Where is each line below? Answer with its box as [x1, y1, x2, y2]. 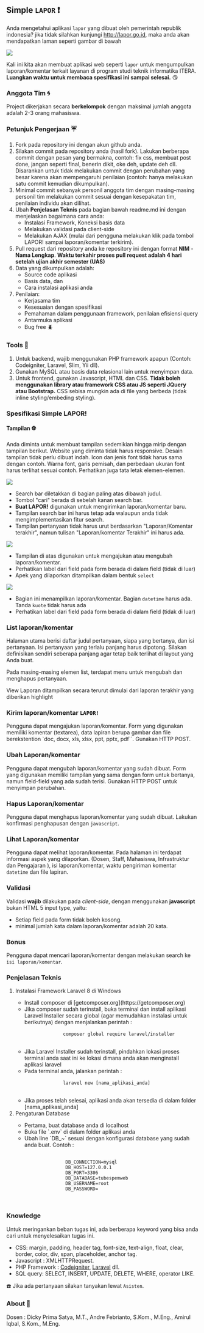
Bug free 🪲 [24, 323, 54, 331]
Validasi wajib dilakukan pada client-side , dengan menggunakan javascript [6, 898, 195, 905]
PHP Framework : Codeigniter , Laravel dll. [15, 1263, 120, 1271]
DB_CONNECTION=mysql [65, 1159, 118, 1165]
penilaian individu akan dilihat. [15, 199, 91, 207]
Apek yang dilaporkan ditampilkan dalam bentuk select [15, 571, 154, 579]
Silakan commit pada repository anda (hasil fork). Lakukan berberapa [15, 147, 189, 155]
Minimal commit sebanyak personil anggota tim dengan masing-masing [15, 186, 195, 194]
